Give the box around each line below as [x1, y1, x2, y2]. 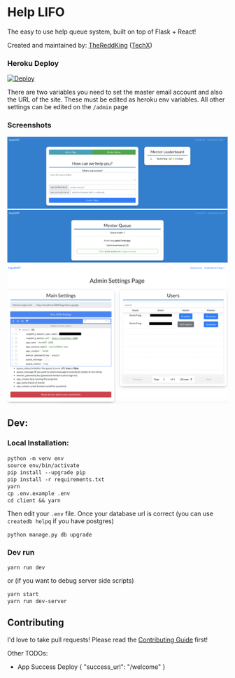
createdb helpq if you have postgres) [7, 516, 114, 525]
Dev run [7, 547, 35, 557]
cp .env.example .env [7, 490, 71, 497]
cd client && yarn [7, 497, 61, 504]
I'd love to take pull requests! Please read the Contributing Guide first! [7, 635, 208, 644]
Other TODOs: [7, 649, 48, 657]
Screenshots [7, 120, 52, 130]
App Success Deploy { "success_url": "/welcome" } [17, 663, 166, 671]
